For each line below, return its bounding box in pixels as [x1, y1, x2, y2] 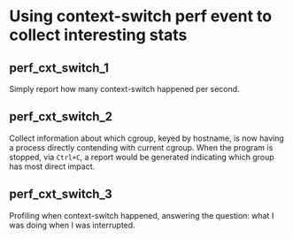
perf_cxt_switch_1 [9, 60, 109, 75]
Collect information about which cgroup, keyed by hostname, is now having [9, 133, 285, 143]
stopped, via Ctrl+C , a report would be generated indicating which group [9, 151, 274, 162]
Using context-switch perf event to [9, 6, 273, 27]
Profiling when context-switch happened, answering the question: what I [9, 210, 274, 220]
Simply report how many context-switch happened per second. [9, 84, 241, 94]
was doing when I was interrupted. [9, 220, 135, 230]
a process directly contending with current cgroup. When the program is [9, 142, 274, 152]
